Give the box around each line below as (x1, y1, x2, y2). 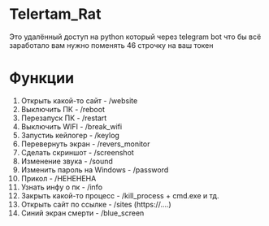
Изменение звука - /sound (20, 156, 113, 166)
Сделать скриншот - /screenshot (20, 147, 135, 157)
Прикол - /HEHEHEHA (20, 173, 97, 183)
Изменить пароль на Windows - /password (20, 164, 169, 175)
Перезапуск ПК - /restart (20, 113, 107, 123)
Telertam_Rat (9, 5, 102, 24)
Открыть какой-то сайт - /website (20, 95, 138, 106)
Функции (9, 69, 75, 88)
